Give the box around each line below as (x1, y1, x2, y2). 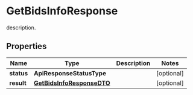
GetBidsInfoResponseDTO (33, 79, 110, 87)
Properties (6, 41, 47, 51)
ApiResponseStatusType (33, 69, 107, 77)
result (9, 79, 27, 87)
